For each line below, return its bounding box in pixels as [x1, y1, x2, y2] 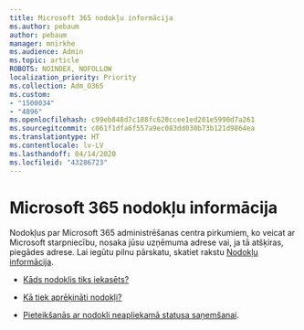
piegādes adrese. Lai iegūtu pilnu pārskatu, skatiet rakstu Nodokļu [9, 247, 258, 258]
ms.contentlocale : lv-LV [9, 141, 104, 150]
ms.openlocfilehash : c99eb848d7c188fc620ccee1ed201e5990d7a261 [9, 115, 256, 124]
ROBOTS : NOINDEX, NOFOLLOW [9, 65, 112, 74]
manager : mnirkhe [9, 38, 76, 48]
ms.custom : [9, 90, 51, 99]
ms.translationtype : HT [9, 133, 100, 142]
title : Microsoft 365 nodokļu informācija [9, 13, 173, 23]
